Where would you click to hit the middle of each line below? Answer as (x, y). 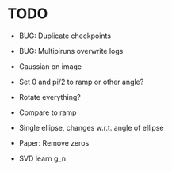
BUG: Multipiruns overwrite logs (71, 51)
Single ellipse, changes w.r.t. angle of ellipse (91, 127)
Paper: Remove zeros (54, 142)
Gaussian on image (50, 66)
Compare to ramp (48, 112)
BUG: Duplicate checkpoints (65, 36)
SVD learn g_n (42, 158)
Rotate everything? (50, 97)
